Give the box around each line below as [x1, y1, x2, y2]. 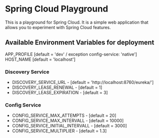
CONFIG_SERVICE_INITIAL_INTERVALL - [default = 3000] [12, 123, 127, 129]
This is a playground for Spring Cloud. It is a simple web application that [5, 19, 149, 25]
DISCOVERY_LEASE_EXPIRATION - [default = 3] [12, 90, 108, 96]
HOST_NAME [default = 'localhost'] [5, 56, 76, 62]
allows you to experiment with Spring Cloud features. [5, 24, 111, 30]
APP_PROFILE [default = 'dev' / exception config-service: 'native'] [5, 51, 137, 57]
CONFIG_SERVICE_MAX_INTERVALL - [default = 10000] [12, 118, 124, 124]
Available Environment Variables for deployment [5, 39, 154, 47]
